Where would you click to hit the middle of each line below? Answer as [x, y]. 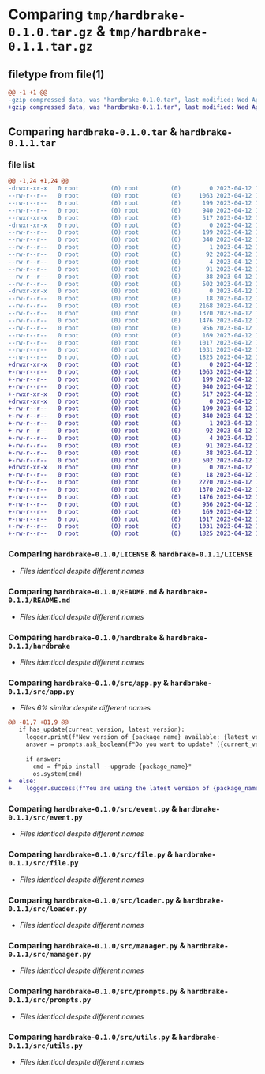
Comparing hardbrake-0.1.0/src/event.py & [93, 809]
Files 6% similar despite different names [85, 708]
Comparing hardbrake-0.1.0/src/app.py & [89, 683]
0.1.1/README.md [39, 601]
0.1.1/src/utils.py [45, 1046]
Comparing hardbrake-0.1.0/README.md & [86, 592]
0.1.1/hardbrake [39, 646]
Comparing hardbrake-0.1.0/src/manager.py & [97, 945]
